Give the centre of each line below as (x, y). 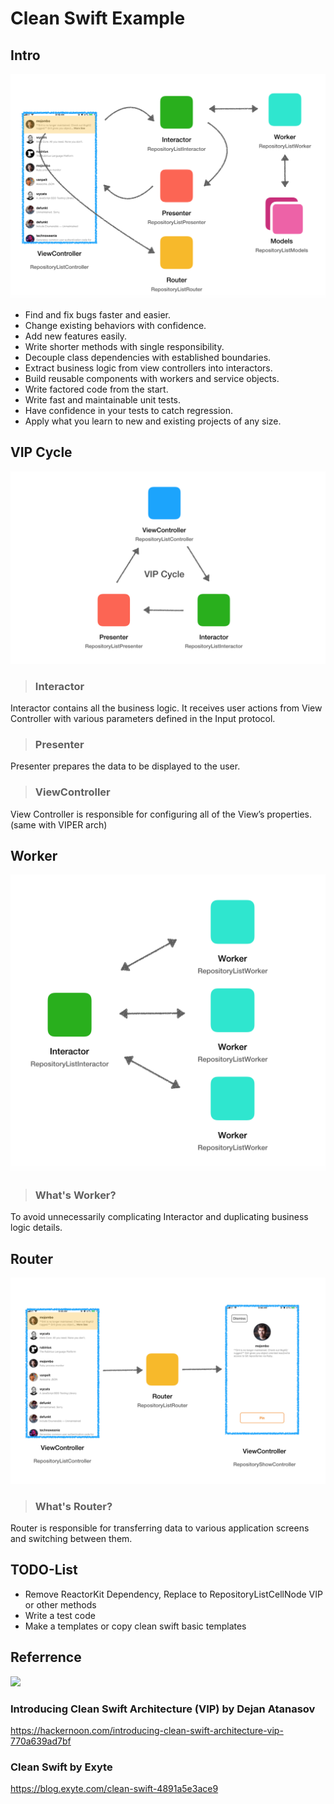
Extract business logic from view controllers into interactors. (148, 368)
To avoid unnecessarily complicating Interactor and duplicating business (159, 1217)
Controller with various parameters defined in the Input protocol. (143, 718)
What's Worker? (75, 1195)
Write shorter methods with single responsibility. (124, 346)
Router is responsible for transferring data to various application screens (160, 1528)
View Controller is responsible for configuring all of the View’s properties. (161, 814)
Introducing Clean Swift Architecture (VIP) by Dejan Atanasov (163, 1709)
